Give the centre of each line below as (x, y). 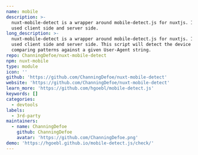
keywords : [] (22, 94)
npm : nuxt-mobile (27, 61)
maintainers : (22, 121)
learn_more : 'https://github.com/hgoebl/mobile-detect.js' (80, 88)
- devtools (25, 105)
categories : (21, 99)
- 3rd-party (26, 116)
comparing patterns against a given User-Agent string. (81, 50)
